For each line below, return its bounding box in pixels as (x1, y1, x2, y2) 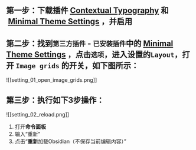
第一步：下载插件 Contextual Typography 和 (6, 5, 169, 16)
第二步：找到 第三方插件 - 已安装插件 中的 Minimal (6, 38, 174, 48)
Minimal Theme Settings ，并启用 (8, 16, 133, 26)
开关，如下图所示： (68, 61, 139, 71)
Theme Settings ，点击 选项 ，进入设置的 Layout (6, 49, 175, 59)
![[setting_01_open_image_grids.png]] (6, 76, 97, 84)
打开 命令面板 (14, 123, 46, 131)
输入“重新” (14, 131, 41, 138)
